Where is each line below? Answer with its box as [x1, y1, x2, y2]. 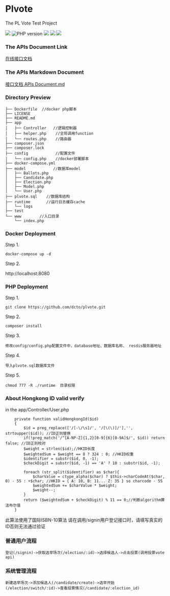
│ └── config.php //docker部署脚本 [5, 156, 89, 161]
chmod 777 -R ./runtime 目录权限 [5, 383, 75, 388]
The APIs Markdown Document [5, 69, 84, 76]
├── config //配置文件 [5, 150, 75, 156]
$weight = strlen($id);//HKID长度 [23, 446, 95, 451]
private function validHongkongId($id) [14, 416, 99, 422]
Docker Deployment [5, 230, 56, 237]
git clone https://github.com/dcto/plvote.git [5, 305, 106, 310]
